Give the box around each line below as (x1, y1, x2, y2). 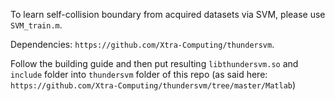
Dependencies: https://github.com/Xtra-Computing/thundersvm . (10, 39, 275, 50)
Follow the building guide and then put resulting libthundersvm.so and (10, 58, 299, 69)
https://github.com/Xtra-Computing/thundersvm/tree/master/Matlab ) (10, 79, 297, 91)
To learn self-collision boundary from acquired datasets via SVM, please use (10, 9, 326, 20)
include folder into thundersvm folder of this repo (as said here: (10, 69, 268, 80)
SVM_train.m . (10, 19, 63, 31)
